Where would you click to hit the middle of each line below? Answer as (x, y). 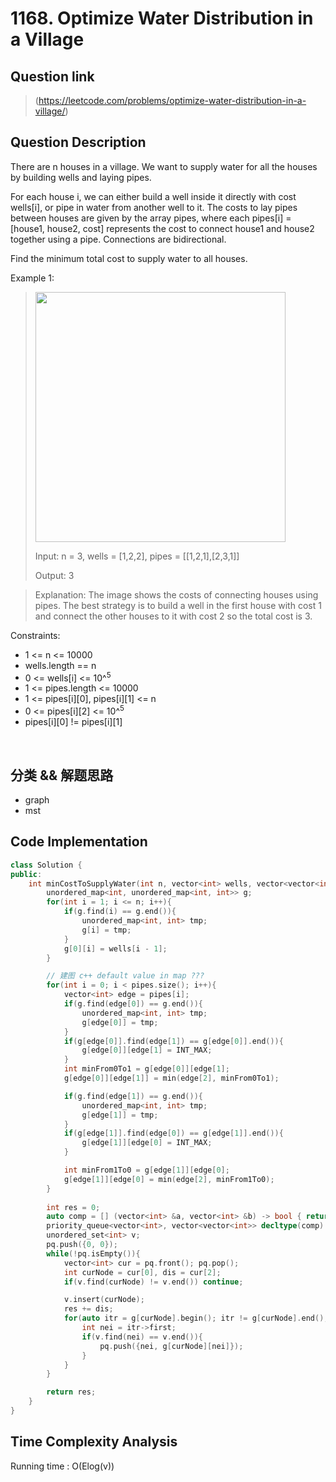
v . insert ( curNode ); (104, 1300)
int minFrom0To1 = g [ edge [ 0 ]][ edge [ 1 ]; (146, 1069)
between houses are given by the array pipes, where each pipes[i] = (151, 218)
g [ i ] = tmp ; (106, 930)
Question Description (78, 142)
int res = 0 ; (73, 1207)
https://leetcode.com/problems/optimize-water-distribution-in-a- (172, 100)
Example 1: (32, 278)
